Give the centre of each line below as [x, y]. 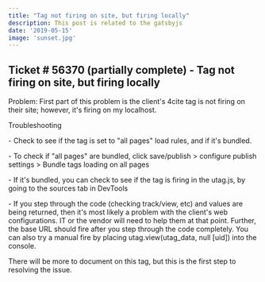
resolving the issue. [40, 270]
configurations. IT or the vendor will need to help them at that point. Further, [132, 221]
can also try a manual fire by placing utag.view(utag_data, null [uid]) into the [132, 238]
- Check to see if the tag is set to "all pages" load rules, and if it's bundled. [130, 141]
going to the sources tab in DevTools [68, 188]
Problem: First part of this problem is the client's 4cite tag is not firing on [127, 102]
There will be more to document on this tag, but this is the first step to [122, 261]
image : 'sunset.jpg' [42, 38]
